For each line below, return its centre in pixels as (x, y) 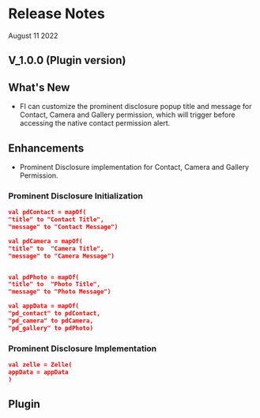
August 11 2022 (33, 36)
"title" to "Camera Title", (56, 249)
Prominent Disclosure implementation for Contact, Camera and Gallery (134, 167)
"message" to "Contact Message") (63, 227)
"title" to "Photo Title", (55, 284)
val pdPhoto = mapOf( (44, 277)
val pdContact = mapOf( (47, 213)
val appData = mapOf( (44, 306)
